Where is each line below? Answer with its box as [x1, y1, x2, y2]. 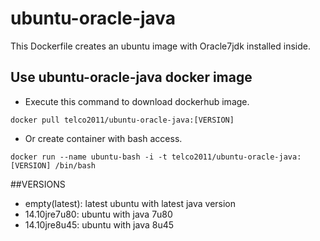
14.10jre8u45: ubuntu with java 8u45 [24, 218, 175, 231]
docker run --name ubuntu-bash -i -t [10, 152, 168, 162]
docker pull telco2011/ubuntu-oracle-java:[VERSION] [10, 115, 235, 125]
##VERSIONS [10, 178, 66, 190]
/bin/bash [54, 160, 97, 171]
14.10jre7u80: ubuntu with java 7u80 [24, 208, 173, 220]
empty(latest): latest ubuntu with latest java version [24, 197, 237, 209]
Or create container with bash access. [24, 132, 183, 144]
